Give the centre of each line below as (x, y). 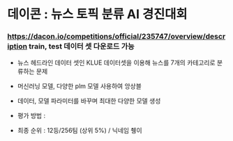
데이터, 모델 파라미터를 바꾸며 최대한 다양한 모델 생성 (89, 101)
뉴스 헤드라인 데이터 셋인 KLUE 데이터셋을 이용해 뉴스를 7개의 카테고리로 (116, 63)
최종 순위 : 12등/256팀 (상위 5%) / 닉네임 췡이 (80, 131)
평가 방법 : (31, 116)
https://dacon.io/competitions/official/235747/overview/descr (116, 37)
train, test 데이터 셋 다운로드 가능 (82, 47)
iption (17, 47)
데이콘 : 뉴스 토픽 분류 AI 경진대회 (97, 14)
